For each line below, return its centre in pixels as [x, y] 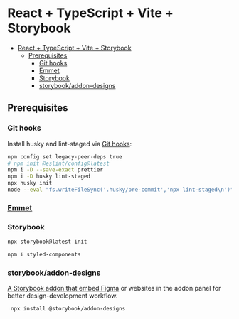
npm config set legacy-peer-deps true [65, 157]
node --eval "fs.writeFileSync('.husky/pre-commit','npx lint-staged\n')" [121, 190]
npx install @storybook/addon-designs [68, 309]
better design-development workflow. [63, 296]
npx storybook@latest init [47, 242]
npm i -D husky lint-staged [49, 177]
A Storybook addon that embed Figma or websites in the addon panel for [114, 288]
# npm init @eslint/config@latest [59, 163]
